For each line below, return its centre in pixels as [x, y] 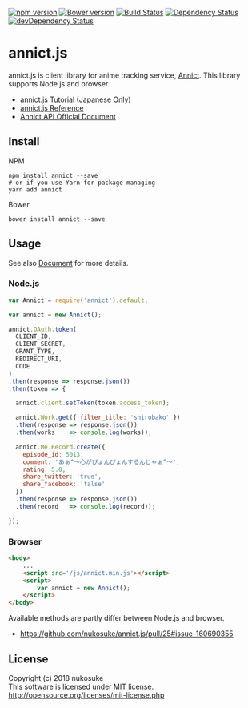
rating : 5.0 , [44, 469]
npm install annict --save [53, 175]
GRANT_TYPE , [36, 352]
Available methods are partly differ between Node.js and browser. [116, 618]
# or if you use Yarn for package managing [82, 183]
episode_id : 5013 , [53, 454]
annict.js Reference [52, 107]
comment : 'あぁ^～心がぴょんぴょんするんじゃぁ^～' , [101, 462]
